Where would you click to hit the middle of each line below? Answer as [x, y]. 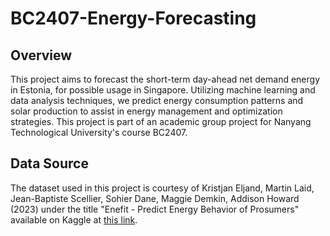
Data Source [49, 163]
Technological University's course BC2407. [99, 132]
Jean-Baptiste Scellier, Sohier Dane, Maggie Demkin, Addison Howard [155, 198]
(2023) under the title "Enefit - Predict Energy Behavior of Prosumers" [155, 209]
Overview [41, 55]
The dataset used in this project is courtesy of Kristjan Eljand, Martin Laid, [162, 188]
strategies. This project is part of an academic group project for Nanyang [161, 121]
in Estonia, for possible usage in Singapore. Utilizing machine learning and [163, 90]
